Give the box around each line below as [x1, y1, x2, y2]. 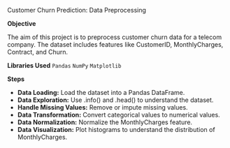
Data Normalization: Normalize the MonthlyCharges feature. [17, 118, 193, 126]
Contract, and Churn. [7, 48, 69, 56]
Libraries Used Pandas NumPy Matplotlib [7, 61, 122, 69]
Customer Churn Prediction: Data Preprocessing [7, 6, 147, 14]
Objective [7, 20, 36, 27]
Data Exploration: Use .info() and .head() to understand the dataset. [17, 96, 214, 104]
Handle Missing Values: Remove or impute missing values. [17, 103, 188, 111]
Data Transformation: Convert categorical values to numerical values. [17, 111, 220, 119]
